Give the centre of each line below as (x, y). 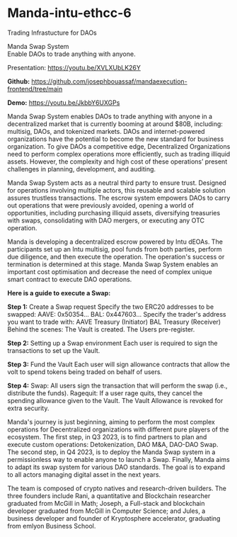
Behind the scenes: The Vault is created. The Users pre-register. (101, 329)
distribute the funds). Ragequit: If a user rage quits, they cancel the (105, 393)
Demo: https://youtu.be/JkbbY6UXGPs (64, 102)
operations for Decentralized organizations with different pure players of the (118, 429)
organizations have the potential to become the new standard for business (116, 139)
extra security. (28, 408)
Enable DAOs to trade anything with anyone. (71, 54)
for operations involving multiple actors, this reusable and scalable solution (116, 190)
